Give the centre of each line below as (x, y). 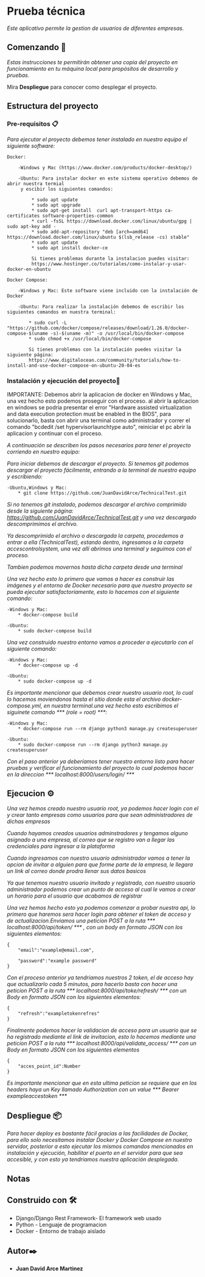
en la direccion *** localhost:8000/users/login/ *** (71, 774)
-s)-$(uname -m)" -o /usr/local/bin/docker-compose (117, 334)
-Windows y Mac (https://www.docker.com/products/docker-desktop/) (105, 168)
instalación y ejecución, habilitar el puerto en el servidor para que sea (95, 1153)
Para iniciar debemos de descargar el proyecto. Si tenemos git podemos (98, 463)
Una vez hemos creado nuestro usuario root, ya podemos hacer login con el (103, 808)
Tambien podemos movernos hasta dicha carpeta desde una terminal (95, 567)
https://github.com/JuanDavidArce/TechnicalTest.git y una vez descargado (102, 517)
